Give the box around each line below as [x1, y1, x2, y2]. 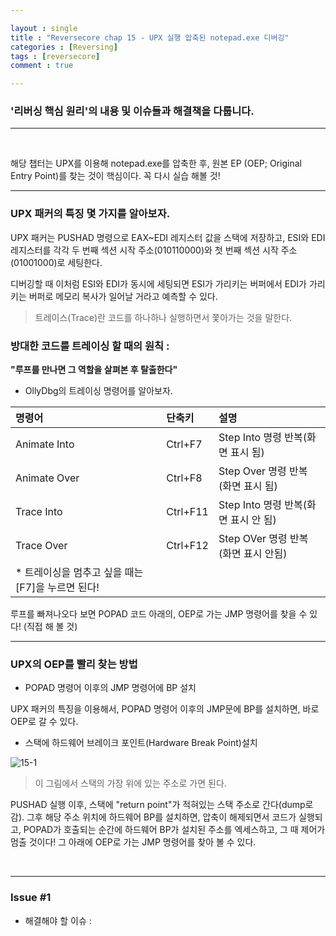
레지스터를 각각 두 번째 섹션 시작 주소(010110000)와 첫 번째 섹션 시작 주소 [10, 244, 298, 256]
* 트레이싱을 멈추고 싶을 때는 [15, 566, 144, 580]
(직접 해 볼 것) [23, 621, 78, 633]
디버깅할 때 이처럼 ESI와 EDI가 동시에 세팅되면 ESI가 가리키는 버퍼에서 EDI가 [10, 277, 308, 290]
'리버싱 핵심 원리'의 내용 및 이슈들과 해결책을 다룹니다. [10, 104, 255, 118]
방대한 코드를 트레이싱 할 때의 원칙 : [10, 339, 170, 353]
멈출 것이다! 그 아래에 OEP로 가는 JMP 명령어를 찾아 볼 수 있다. [10, 836, 257, 848]
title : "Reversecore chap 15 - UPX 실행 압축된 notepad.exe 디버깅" [10, 32, 290, 43]
